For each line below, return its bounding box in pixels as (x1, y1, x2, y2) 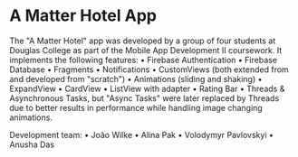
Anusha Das (9, 139, 55, 150)
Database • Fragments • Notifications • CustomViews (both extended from (9, 64, 290, 75)
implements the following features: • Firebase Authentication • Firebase (9, 54, 278, 65)
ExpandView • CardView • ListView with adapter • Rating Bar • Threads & (9, 83, 285, 94)
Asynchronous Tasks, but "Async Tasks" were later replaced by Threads (9, 92, 280, 104)
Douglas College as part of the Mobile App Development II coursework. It (9, 44, 283, 55)
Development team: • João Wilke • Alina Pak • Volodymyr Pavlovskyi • (9, 129, 274, 140)
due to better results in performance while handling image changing (9, 102, 263, 113)
